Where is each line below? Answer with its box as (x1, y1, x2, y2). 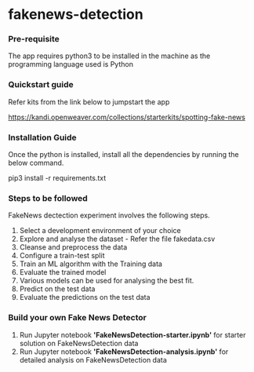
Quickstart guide (8, 79, 74, 90)
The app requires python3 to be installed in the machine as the (8, 51, 211, 60)
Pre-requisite (8, 34, 60, 45)
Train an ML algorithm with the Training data (19, 259, 163, 268)
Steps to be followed (8, 193, 88, 203)
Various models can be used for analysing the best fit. (19, 276, 194, 286)
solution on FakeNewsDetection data (19, 338, 139, 348)
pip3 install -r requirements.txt (8, 173, 107, 183)
